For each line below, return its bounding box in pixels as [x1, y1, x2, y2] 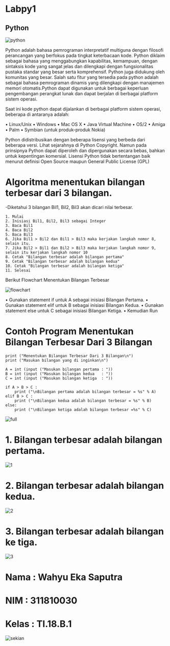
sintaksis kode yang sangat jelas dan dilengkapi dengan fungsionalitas [5, 64, 154, 69]
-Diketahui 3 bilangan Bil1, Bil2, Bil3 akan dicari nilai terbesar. [5, 204, 134, 210]
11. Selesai [5, 267, 31, 273]
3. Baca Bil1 [5, 223, 33, 228]
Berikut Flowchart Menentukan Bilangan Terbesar [5, 277, 110, 283]
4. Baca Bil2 [5, 227, 33, 233]
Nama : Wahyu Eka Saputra [5, 571, 123, 583]
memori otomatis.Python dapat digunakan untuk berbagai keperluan [5, 85, 149, 91]
